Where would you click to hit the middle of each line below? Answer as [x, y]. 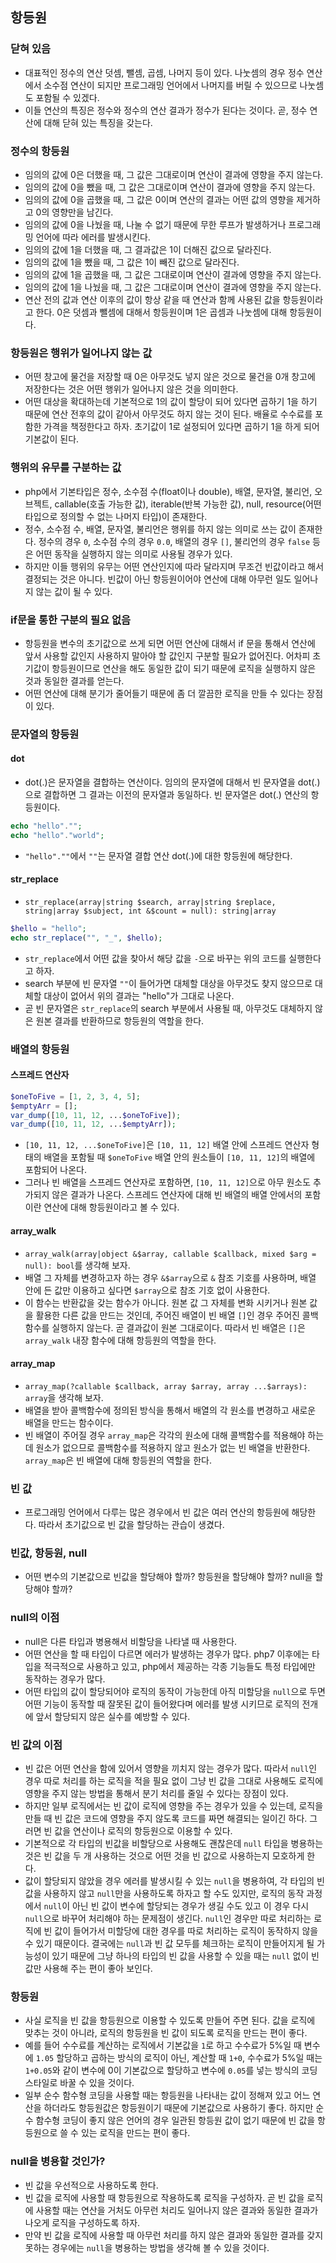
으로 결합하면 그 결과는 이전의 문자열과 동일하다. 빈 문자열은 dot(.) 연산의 [166, 794]
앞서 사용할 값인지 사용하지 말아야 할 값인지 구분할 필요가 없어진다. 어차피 [167, 655]
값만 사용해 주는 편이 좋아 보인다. [88, 1968]
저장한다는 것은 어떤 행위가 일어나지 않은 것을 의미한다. [131, 389]
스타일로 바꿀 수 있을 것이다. [79, 2083]
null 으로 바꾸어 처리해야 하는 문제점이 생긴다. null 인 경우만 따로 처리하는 [168, 1918]
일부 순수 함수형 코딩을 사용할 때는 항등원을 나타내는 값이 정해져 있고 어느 [167, 2095]
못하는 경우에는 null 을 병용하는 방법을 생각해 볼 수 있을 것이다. [147, 2247]
